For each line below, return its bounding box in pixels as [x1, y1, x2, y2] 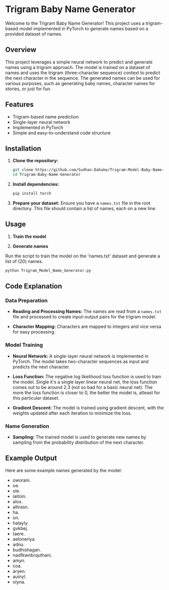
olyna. [12, 578, 26, 585]
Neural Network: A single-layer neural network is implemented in [12, 353, 149, 359]
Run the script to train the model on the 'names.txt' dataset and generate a [5, 253, 160, 259]
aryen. [12, 568, 26, 574]
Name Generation [5, 422, 49, 429]
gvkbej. [12, 525, 29, 531]
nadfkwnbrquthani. [12, 552, 52, 558]
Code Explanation [5, 282, 62, 291]
